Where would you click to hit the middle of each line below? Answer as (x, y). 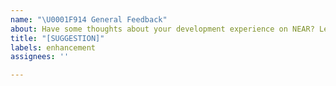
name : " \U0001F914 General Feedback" (89, 19)
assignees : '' (40, 57)
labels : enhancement (53, 47)
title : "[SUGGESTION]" (57, 38)
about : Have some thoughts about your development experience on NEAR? (162, 29)
